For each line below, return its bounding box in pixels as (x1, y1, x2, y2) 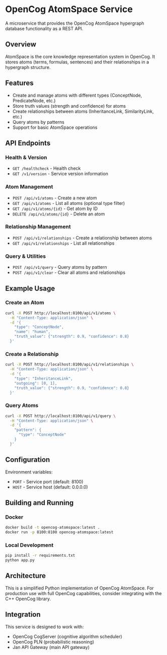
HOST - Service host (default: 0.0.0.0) (12, 484, 88, 490)
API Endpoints (5, 138, 51, 147)
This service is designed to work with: (5, 623, 84, 630)
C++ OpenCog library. (5, 596, 51, 602)
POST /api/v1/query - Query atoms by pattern (12, 264, 107, 270)
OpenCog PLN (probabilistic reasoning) (12, 638, 95, 645)
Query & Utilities (5, 253, 46, 260)
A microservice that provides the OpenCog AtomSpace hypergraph (5, 20, 144, 26)
